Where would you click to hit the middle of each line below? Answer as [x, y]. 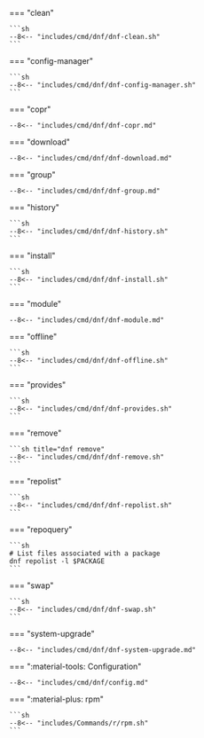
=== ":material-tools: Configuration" [75, 666]
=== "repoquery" [41, 530]
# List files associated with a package [85, 553]
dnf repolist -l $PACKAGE [57, 561]
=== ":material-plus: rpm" [56, 699]
